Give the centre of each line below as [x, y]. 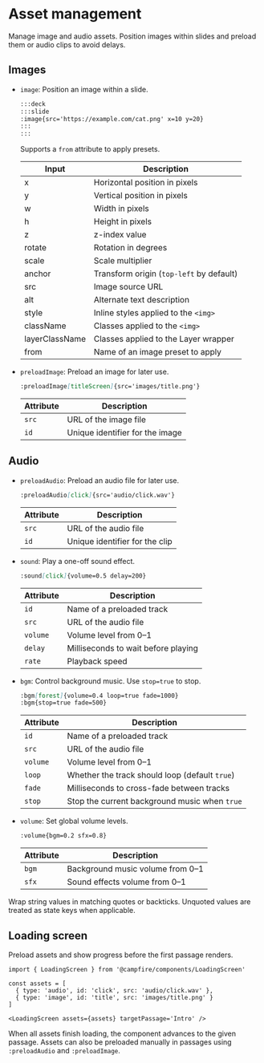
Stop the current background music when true [154, 801]
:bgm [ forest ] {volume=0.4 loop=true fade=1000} [99, 696]
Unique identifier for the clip [120, 541]
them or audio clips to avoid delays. [67, 44]
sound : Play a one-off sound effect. [77, 561]
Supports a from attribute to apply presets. [90, 149]
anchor [37, 274]
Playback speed [97, 661]
